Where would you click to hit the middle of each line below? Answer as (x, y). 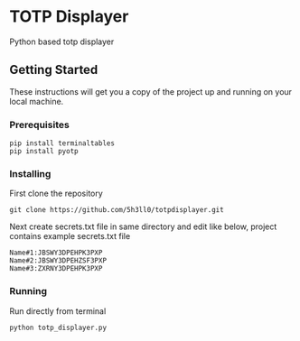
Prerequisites (39, 124)
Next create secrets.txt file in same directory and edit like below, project (143, 226)
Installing (30, 173)
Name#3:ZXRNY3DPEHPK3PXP (56, 269)
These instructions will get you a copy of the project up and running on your (150, 91)
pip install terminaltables (62, 143)
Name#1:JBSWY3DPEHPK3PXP (56, 253)
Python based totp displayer (62, 41)
